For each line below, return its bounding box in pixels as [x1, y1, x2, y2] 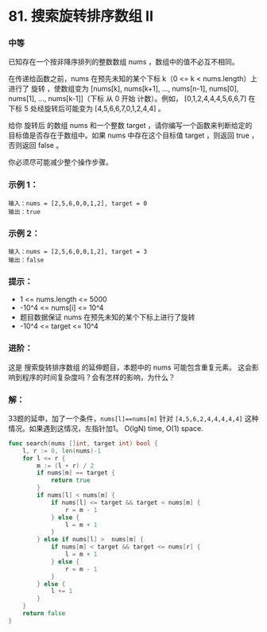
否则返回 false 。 [8, 141, 64, 150]
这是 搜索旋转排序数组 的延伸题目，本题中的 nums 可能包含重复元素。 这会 [8, 363, 252, 372]
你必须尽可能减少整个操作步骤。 [8, 157, 113, 167]
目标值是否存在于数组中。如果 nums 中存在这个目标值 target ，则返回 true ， [8, 130, 258, 140]
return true [50, 476, 91, 485]
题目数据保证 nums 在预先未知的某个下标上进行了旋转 [19, 312, 195, 322]
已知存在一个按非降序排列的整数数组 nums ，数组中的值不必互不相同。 [8, 57, 240, 67]
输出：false [8, 256, 44, 265]
